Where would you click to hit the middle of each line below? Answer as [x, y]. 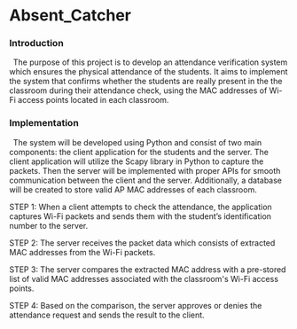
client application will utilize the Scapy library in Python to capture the [137, 161]
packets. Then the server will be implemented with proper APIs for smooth [145, 170]
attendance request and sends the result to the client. [107, 315]
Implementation [44, 123]
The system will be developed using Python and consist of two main [137, 142]
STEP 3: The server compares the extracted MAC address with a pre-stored [148, 269]
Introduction [36, 43]
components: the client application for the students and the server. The [139, 152]
